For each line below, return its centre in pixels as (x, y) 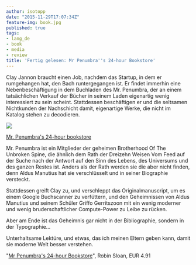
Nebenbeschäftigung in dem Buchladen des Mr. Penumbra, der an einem (94, 90)
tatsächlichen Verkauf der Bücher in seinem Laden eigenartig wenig (88, 96)
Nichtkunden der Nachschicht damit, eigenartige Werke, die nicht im (89, 108)
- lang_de (18, 39)
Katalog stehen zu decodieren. (43, 114)
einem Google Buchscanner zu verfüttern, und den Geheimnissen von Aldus (98, 197)
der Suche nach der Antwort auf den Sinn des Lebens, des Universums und (97, 160)
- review (17, 55)
